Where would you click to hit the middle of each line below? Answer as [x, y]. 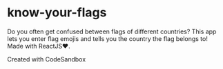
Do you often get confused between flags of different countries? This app [112, 31]
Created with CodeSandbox [47, 59]
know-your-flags [57, 13]
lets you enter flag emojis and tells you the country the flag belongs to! [108, 38]
